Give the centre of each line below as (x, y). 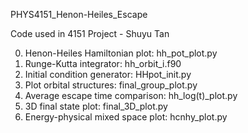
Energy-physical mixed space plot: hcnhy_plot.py (126, 117)
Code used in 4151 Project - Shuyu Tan (90, 33)
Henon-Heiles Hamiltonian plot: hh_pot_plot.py (121, 53)
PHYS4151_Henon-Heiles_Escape (79, 14)
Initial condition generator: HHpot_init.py (108, 74)
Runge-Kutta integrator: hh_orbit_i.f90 (103, 63)
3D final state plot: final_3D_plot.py (96, 106)
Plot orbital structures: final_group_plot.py (111, 85)
